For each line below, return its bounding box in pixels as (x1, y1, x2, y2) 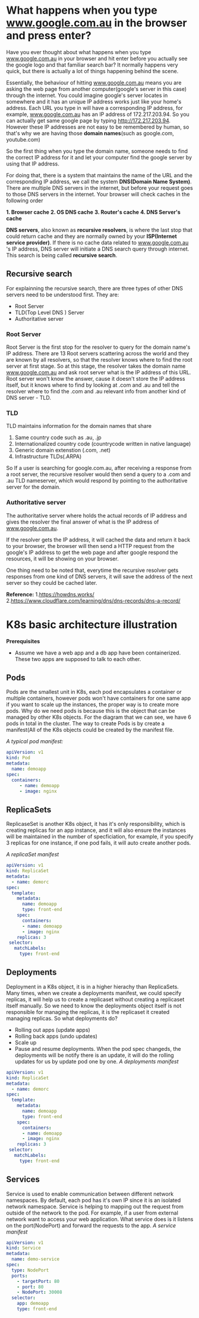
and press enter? (6, 29, 91, 42)
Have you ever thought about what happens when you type (6, 48, 151, 55)
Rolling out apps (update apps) (14, 1026, 90, 1033)
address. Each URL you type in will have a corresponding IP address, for (6, 104, 183, 111)
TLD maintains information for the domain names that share (6, 422, 152, 430)
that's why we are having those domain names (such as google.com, (6, 129, 174, 137)
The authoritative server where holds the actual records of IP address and (6, 512, 187, 519)
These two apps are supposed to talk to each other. (14, 655, 141, 662)
